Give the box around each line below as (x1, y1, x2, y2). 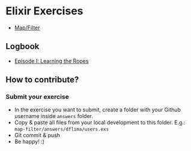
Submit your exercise (5, 93, 70, 101)
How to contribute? (5, 75, 79, 85)
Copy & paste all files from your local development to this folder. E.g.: (14, 119, 186, 126)
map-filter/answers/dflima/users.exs (14, 126, 109, 132)
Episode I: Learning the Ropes (14, 57, 89, 64)
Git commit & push (14, 132, 61, 139)
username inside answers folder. (14, 113, 94, 120)
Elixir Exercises (5, 4, 83, 18)
